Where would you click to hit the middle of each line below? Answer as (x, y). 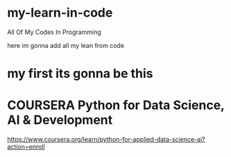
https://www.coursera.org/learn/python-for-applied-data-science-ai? (106, 140)
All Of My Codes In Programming (54, 32)
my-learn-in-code (60, 13)
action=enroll (26, 147)
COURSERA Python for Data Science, (116, 105)
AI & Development (60, 120)
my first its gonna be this (80, 74)
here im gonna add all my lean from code (66, 45)
